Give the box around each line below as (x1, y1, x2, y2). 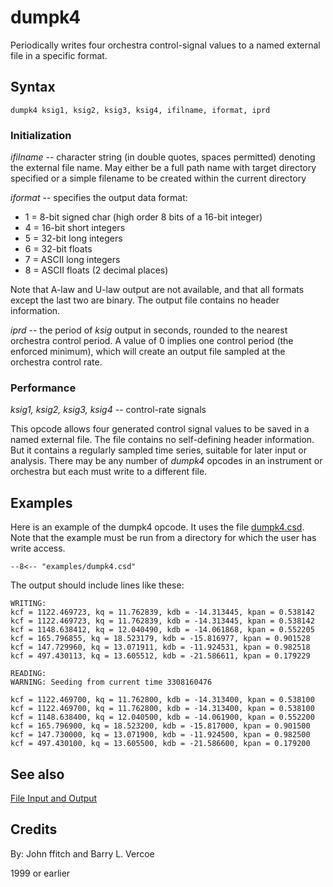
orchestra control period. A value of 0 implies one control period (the (10, 335, 294, 347)
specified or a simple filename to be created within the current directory (10, 172, 307, 185)
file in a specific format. (10, 49, 108, 61)
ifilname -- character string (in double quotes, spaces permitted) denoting (10, 151, 316, 163)
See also (10, 766, 65, 783)
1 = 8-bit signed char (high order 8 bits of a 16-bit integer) (24, 211, 263, 223)
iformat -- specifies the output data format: (10, 192, 188, 204)
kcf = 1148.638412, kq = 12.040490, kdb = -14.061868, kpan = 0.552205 (10, 625, 315, 635)
